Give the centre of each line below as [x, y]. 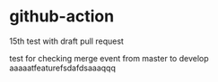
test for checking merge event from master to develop [109, 58]
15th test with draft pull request [66, 41]
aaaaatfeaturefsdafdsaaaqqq [63, 68]
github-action [62, 16]
